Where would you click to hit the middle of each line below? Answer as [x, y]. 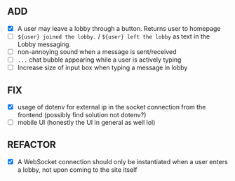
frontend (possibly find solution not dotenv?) [82, 115]
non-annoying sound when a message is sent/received [97, 51]
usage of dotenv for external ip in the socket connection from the [112, 107]
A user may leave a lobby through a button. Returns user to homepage [119, 28]
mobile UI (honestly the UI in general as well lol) [86, 122]
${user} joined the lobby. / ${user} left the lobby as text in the [114, 36]
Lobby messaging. [44, 44]
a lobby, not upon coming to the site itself [77, 169]
